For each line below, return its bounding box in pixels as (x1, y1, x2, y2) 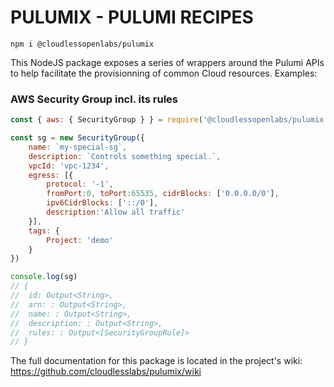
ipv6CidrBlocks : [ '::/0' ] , (46, 198, 159, 208)
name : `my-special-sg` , (28, 142, 128, 152)
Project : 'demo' (46, 235, 114, 245)
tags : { (28, 226, 60, 236)
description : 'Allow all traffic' (46, 207, 186, 218)
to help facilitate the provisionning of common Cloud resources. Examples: (10, 67, 318, 79)
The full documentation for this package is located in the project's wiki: (10, 355, 303, 367)
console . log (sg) (10, 272, 78, 282)
